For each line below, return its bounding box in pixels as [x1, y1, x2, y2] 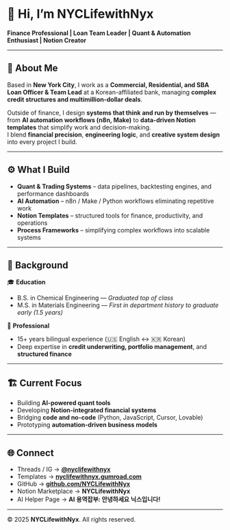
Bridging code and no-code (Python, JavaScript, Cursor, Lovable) [16, 413, 203, 422]
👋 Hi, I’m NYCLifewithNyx [7, 6, 154, 22]
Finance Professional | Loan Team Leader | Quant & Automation [7, 29, 192, 37]
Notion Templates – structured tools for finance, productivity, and [16, 211, 203, 219]
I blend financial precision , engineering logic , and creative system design [7, 130, 220, 138]
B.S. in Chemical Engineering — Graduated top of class [16, 294, 174, 302]
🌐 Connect [7, 447, 54, 459]
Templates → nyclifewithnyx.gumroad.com [16, 472, 142, 481]
